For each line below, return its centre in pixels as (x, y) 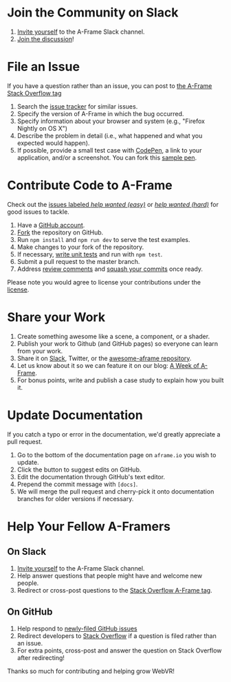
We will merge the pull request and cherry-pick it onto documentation (115, 491)
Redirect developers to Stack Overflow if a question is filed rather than (117, 636)
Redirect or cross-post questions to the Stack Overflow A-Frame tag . (114, 590)
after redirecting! (41, 657)
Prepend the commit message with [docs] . (77, 484)
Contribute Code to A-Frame (90, 185)
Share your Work (56, 317)
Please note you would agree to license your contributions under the (104, 282)
